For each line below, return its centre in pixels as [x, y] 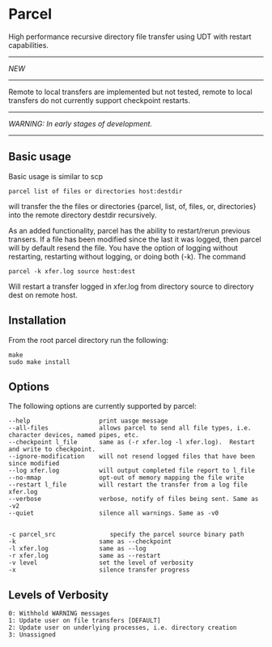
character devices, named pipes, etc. [74, 435]
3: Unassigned [32, 635]
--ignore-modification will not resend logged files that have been [132, 456]
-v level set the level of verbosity [101, 563]
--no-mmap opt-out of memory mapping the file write [126, 478]
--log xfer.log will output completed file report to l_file [132, 471]
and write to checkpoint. [52, 450]
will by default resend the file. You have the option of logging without [123, 247]
